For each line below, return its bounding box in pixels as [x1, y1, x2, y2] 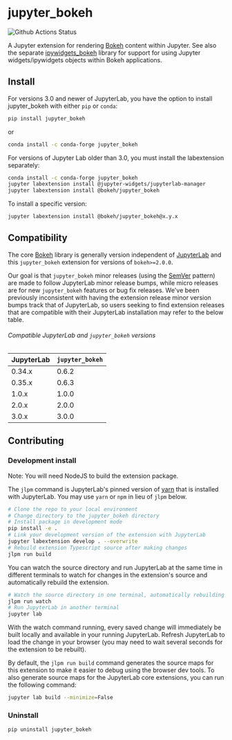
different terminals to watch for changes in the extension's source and [8, 570, 208, 579]
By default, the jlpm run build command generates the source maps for [8, 659, 214, 667]
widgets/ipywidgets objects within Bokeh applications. [8, 55, 163, 64]
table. [8, 315, 24, 323]
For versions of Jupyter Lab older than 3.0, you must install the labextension [8, 154, 224, 162]
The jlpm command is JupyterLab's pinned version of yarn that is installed [8, 485, 220, 493]
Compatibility [8, 232, 68, 244]
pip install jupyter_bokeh [8, 115, 86, 122]
